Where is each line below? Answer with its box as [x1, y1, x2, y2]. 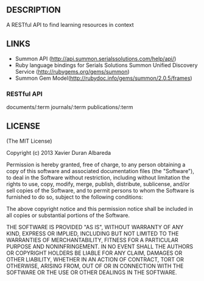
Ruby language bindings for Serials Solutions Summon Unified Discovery [15, 61, 198, 69]
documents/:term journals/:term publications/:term [6, 103, 133, 110]
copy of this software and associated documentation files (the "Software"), [6, 167, 195, 174]
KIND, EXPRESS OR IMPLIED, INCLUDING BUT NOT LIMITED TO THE [6, 230, 179, 237]
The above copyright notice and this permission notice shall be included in [6, 205, 193, 212]
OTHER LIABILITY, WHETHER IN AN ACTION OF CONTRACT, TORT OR [6, 255, 184, 263]
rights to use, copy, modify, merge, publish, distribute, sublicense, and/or [6, 180, 190, 188]
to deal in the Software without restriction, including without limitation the [6, 174, 190, 181]
